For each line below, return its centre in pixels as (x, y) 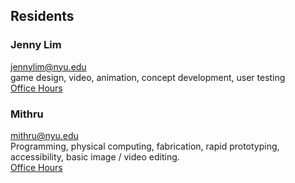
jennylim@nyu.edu (48, 66)
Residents (42, 16)
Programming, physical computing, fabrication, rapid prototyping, (145, 146)
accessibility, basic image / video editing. (95, 156)
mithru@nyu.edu (44, 135)
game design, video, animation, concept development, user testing (148, 77)
